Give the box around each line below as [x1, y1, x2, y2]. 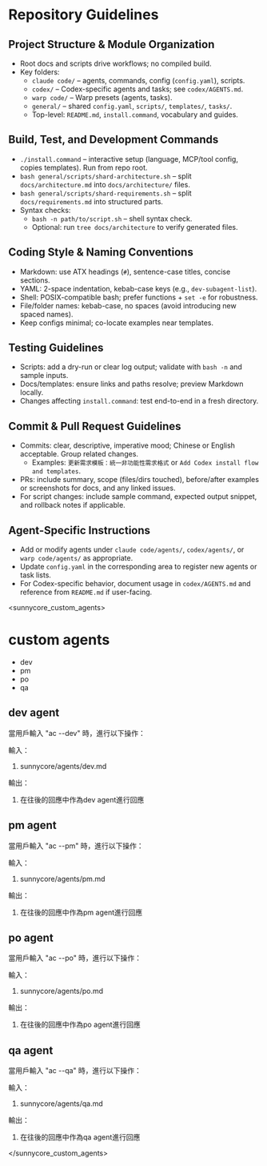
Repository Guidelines [8, 6, 159, 24]
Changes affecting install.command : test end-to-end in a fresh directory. [19, 396, 259, 406]
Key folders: [19, 67, 60, 77]
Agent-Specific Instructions [8, 523, 150, 537]
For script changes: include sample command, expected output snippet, [19, 492, 257, 501]
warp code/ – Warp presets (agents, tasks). [31, 93, 173, 102]
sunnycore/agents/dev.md [19, 761, 107, 770]
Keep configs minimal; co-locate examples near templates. [19, 318, 214, 328]
